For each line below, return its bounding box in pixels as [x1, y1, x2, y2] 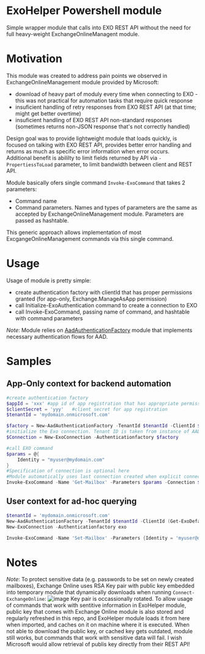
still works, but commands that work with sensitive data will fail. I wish [6, 634, 182, 642]
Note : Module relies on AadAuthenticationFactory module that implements [6, 326, 193, 334]
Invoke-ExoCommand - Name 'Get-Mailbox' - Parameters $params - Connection [6, 479, 195, 486]
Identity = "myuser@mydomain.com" [17, 457, 105, 463]
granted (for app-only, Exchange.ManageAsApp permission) [15, 295, 167, 303]
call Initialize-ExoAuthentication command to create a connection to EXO [15, 301, 198, 309]
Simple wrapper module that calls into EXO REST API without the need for [6, 24, 191, 31]
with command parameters [15, 314, 84, 321]
